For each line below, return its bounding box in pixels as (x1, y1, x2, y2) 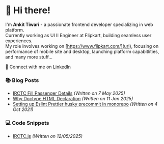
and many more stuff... (5, 53, 52, 60)
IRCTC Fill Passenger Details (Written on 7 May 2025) (12, 90, 125, 96)
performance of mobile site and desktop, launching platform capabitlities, (5, 48, 159, 54)
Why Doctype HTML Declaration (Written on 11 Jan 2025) (12, 96, 133, 102)
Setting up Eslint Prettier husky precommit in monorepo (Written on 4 (12, 101, 158, 107)
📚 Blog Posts (5, 76, 39, 83)
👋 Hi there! (5, 5, 51, 16)
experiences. (5, 38, 33, 44)
